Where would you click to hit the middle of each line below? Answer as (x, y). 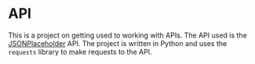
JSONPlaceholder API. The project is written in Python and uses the (118, 43)
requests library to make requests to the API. (80, 52)
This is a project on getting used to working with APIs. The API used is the (127, 35)
